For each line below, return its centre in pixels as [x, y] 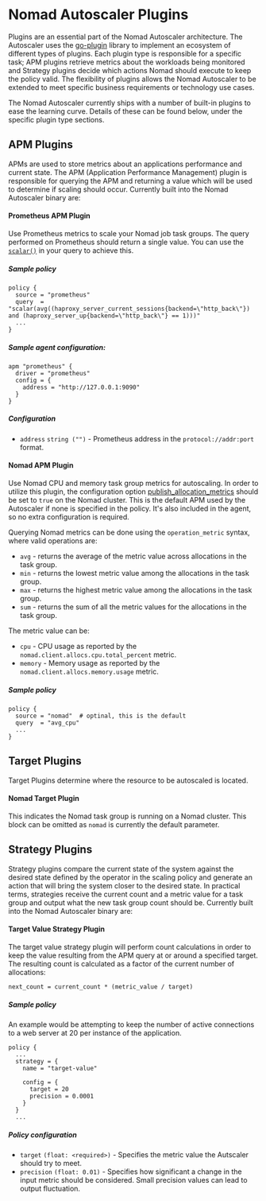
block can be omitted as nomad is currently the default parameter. [114, 825]
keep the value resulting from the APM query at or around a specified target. [133, 955]
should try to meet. [50, 1163]
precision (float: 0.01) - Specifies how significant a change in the [131, 1172]
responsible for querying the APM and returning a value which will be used [130, 181]
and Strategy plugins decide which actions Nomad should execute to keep [130, 70]
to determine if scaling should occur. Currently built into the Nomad [118, 189]
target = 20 [49, 1090]
